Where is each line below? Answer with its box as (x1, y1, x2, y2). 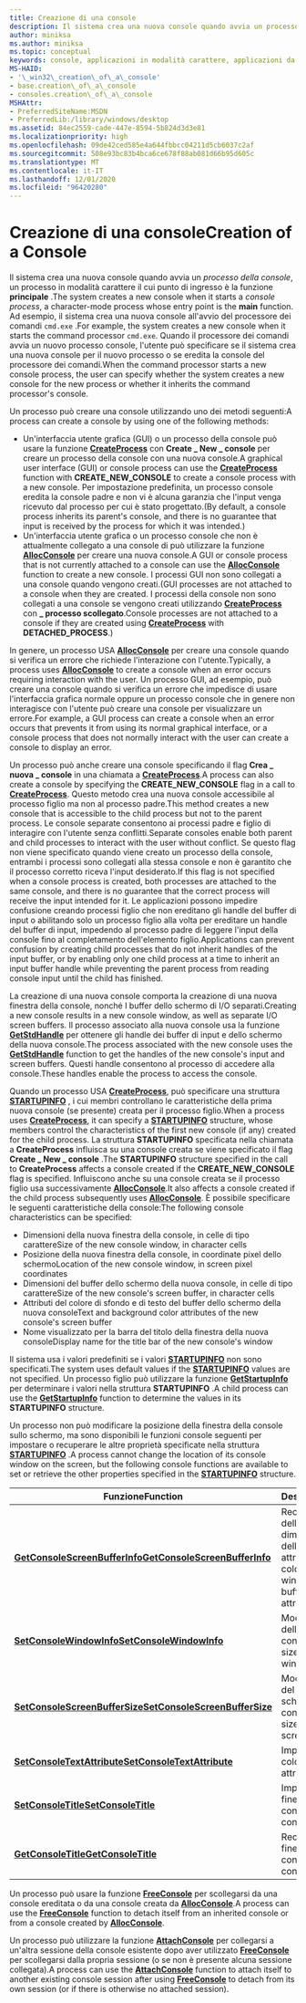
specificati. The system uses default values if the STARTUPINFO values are (9, 1363, 291, 1374)
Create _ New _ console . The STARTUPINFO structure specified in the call (9, 1153, 289, 1164)
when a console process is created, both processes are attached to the (9, 876, 277, 887)
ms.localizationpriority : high (9, 132, 128, 141)
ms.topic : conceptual (9, 47, 92, 57)
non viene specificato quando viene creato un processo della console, (9, 847, 273, 858)
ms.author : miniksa (9, 38, 84, 48)
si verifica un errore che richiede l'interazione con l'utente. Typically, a (9, 654, 271, 666)
